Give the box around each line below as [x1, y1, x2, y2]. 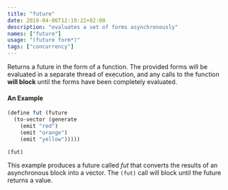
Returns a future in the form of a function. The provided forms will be [7, 63, 208, 71]
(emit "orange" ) [20, 129, 68, 136]
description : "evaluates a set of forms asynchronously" [7, 23, 179, 30]
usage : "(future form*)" [7, 37, 80, 44]
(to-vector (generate [13, 116, 78, 124]
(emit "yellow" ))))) [20, 136, 80, 143]
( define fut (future [7, 109, 68, 117]
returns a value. [7, 176, 53, 184]
